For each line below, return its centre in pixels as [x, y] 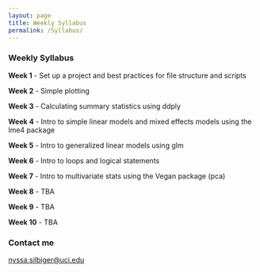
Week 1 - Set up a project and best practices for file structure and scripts [128, 75]
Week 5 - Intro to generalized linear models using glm [96, 145]
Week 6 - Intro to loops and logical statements [84, 160]
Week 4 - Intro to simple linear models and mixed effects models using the [130, 121]
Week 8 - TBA [32, 191]
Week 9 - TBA [32, 206]
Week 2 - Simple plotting [49, 90]
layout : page [30, 15]
